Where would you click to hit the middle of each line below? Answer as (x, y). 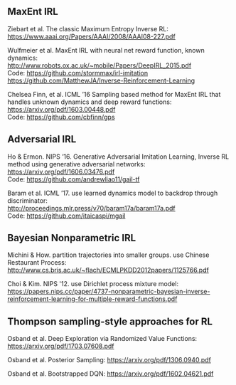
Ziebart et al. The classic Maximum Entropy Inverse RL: (88, 28)
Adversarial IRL (42, 139)
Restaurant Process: (37, 263)
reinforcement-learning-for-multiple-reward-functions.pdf (92, 299)
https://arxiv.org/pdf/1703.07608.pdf (61, 346)
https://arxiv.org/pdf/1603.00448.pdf (61, 109)
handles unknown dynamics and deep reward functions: (90, 102)
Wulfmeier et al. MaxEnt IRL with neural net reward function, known (106, 50)
